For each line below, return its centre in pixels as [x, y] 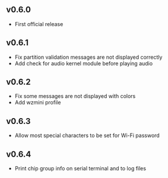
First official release [39, 24]
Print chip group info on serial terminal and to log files [80, 169]
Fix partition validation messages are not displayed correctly [88, 57]
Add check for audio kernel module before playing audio [84, 63]
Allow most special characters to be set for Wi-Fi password [87, 135]
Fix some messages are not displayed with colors [75, 96]
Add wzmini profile [38, 103]
